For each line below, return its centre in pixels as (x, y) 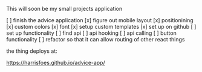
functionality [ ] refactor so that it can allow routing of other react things (96, 39)
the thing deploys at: (32, 51)
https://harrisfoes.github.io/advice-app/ (56, 63)
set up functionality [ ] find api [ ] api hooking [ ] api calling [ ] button (91, 33)
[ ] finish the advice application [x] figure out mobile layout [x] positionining (100, 20)
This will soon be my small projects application (64, 9)
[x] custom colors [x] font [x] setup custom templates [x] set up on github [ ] (101, 27)
